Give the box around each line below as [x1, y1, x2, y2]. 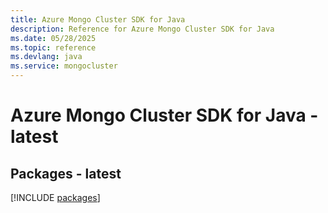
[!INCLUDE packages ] [10, 192, 101, 203]
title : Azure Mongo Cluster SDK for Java [10, 14, 186, 25]
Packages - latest [10, 165, 122, 182]
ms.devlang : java [10, 52, 83, 62]
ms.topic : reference [10, 42, 97, 53]
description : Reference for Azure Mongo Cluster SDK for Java [10, 24, 275, 34]
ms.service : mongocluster [10, 61, 118, 71]
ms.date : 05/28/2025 [10, 33, 97, 43]
